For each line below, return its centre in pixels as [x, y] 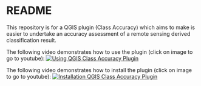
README [29, 11]
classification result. [31, 40]
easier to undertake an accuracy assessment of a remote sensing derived [98, 33]
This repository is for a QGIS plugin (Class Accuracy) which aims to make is [101, 27]
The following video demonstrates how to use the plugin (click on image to [100, 51]
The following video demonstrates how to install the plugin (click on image [99, 70]
